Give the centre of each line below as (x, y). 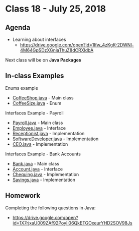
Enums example (22, 88)
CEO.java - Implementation (40, 144)
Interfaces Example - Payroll (34, 113)
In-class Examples (35, 76)
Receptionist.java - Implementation (48, 133)
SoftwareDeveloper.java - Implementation (55, 139)
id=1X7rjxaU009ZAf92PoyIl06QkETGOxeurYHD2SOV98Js (72, 223)
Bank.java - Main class (36, 163)
